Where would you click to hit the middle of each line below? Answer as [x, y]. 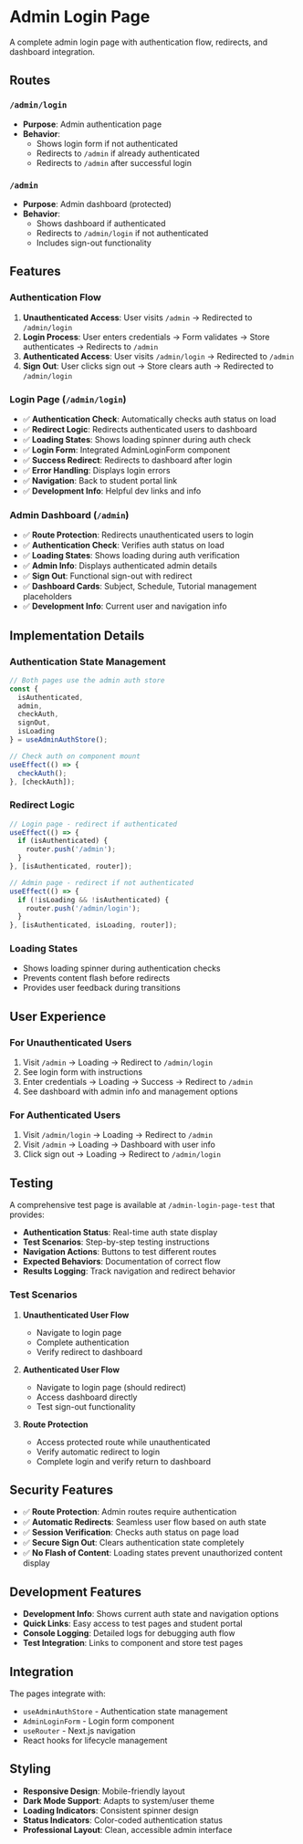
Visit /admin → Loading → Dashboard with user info [119, 1145]
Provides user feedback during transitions [101, 988]
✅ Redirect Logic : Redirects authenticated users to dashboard [140, 429]
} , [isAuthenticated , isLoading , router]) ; [94, 925]
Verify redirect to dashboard [89, 1351]
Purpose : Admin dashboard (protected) [97, 203]
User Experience [58, 1016]
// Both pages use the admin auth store [88, 680]
